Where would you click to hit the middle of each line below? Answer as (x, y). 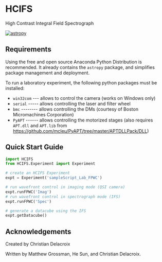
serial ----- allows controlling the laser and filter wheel (72, 103)
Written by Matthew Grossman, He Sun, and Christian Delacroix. (73, 254)
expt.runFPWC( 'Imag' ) (29, 192)
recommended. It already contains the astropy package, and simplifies (80, 67)
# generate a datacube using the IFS (46, 211)
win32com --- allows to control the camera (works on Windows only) (84, 98)
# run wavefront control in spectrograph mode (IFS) (63, 197)
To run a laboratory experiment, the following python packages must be (81, 82)
